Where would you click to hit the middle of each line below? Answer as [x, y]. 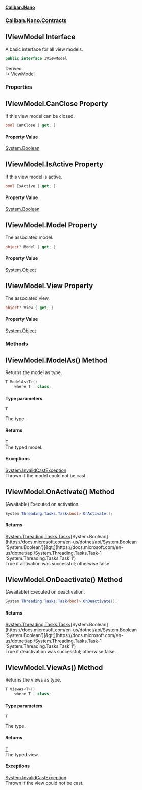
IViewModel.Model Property [51, 225]
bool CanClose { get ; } [31, 125]
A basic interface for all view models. [44, 49]
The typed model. [24, 447]
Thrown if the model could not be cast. [46, 475]
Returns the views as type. [33, 680]
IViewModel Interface [40, 37]
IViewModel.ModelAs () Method [56, 360]
